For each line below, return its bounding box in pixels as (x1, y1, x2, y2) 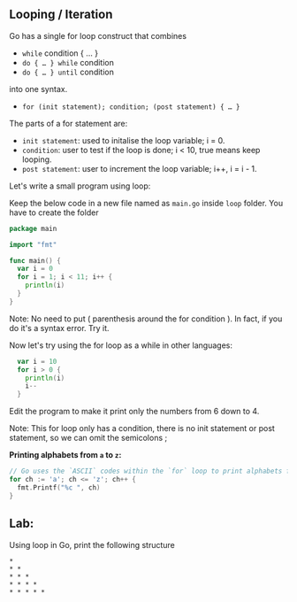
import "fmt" (9, 240, 57, 249)
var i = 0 (17, 265, 53, 274)
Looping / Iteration (9, 7, 113, 22)
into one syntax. (9, 83, 68, 94)
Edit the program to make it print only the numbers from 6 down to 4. (9, 406, 260, 417)
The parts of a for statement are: (9, 118, 128, 128)
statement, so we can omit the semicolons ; (9, 433, 168, 444)
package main (9, 224, 57, 233)
